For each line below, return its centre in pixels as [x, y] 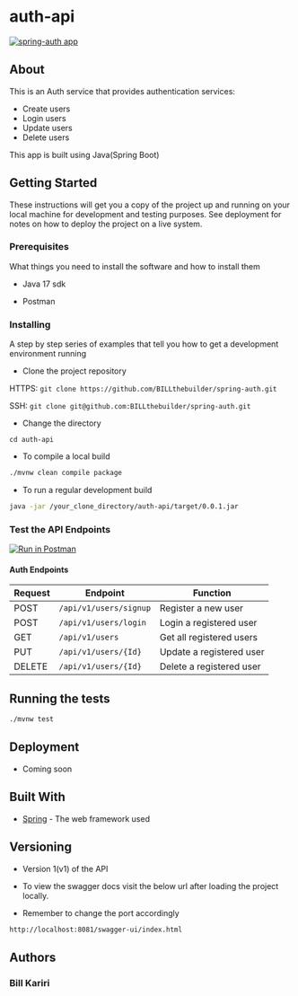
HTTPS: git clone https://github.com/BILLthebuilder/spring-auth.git [143, 389]
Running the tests [60, 698]
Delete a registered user [210, 666]
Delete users [46, 137]
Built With [37, 797]
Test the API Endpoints [60, 529]
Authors [33, 957]
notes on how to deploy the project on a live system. [106, 224]
